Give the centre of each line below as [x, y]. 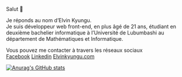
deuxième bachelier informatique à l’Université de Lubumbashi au [85, 33]
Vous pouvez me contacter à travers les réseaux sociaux [74, 50]
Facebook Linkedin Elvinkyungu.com [50, 56]
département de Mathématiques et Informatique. [65, 39]
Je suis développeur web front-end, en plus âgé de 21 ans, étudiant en [91, 27]
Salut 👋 [15, 9]
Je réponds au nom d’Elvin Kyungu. [49, 20]
